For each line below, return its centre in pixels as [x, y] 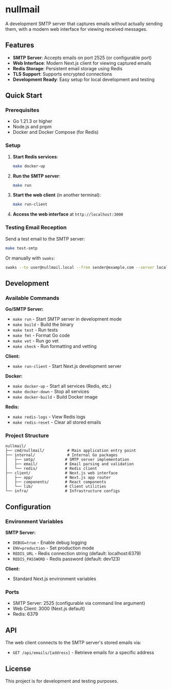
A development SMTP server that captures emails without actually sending [84, 24]
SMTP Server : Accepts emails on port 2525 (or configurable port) [82, 57]
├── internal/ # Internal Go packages [61, 455]
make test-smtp [21, 248]
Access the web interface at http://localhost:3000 [68, 214]
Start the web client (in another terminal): [57, 195]
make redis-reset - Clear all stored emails [57, 422]
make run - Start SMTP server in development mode [67, 319]
